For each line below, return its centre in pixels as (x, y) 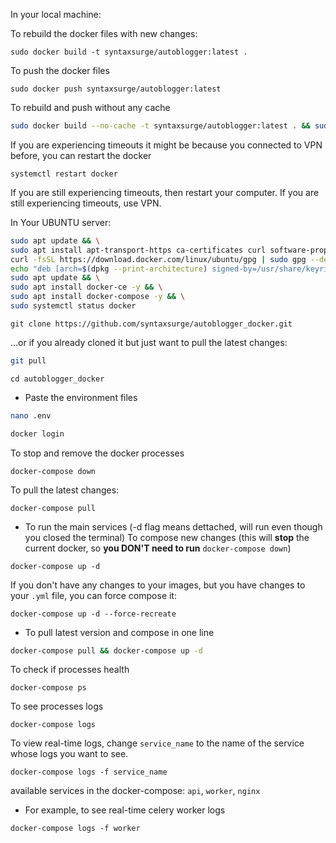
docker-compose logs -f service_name (89, 772)
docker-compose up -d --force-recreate (93, 614)
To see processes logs (57, 706)
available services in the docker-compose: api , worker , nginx (135, 791)
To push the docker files (60, 70)
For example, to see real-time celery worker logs (125, 810)
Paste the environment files (81, 397)
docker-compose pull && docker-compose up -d (106, 650)
